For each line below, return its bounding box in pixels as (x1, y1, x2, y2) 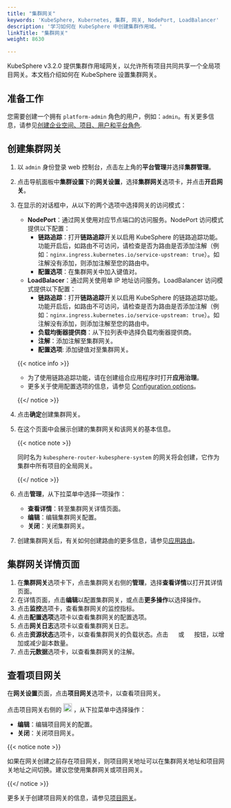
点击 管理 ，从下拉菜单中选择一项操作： (17, 489, 126, 498)
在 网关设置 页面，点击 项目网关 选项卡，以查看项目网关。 (7, 689, 164, 697)
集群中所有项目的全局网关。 (17, 461, 97, 470)
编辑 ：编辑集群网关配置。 (27, 513, 101, 521)
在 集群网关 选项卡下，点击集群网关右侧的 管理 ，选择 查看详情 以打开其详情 (17, 578, 223, 587)
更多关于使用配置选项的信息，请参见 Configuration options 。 (27, 382, 200, 390)
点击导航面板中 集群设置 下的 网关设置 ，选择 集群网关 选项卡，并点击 (17, 177, 205, 185)
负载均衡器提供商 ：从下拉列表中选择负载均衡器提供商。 (37, 328, 195, 336)
